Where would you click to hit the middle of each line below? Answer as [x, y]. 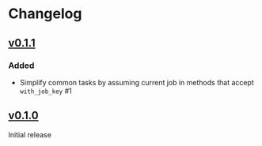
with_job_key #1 [46, 91]
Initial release [30, 134]
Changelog [45, 14]
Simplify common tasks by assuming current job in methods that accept [137, 82]
